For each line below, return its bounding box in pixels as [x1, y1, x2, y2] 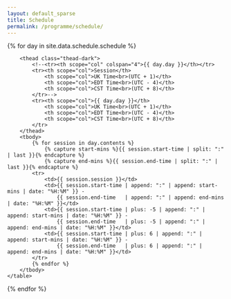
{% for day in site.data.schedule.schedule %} [7, 42, 137, 50]
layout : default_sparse [7, 10, 76, 17]
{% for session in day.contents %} [32, 139, 135, 147]
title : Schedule [7, 17, 54, 23]
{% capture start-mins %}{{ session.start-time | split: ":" [44, 146, 225, 153]
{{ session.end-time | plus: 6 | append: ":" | [56, 242, 203, 249]
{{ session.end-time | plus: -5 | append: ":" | [56, 218, 206, 225]
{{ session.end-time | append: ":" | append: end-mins [56, 194, 225, 201]
